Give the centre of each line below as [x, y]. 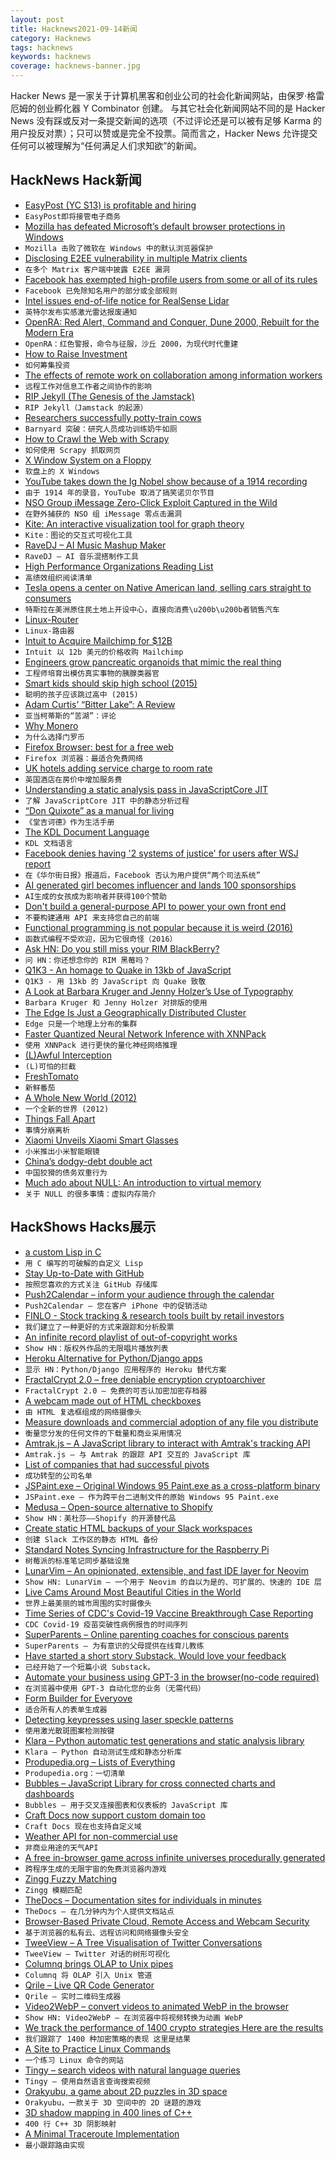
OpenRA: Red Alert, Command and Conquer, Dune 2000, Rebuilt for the [172, 322]
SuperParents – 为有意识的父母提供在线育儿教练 [114, 1646]
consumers [48, 598]
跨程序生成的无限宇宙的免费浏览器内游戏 [95, 1869]
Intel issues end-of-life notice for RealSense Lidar [127, 300]
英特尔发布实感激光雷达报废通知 [81, 312]
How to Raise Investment [76, 353]
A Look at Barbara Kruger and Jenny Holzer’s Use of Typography [159, 991]
